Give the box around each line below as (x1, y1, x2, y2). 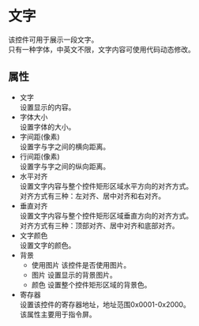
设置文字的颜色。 (19, 240, 76, 249)
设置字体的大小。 (19, 122, 76, 131)
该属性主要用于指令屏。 (19, 309, 96, 319)
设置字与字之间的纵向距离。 (19, 161, 111, 170)
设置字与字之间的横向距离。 (19, 141, 111, 151)
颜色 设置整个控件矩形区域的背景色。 (31, 279, 152, 289)
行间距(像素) (19, 152, 61, 161)
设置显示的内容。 (19, 102, 76, 111)
